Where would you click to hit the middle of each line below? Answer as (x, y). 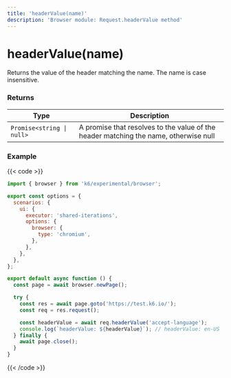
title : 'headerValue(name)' (47, 13)
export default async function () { (59, 279)
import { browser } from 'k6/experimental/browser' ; (84, 184)
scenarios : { (32, 202)
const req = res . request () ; (59, 310)
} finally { (31, 335)
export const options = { (44, 196)
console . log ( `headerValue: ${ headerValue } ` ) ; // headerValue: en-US (120, 329)
